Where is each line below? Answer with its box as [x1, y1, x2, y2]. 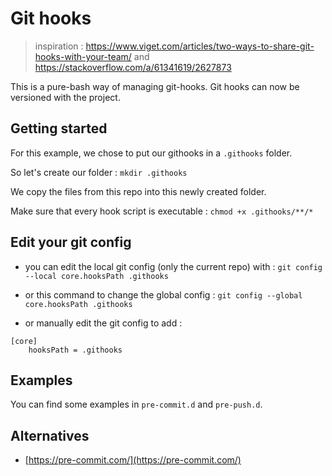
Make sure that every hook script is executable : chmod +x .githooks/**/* [10, 205, 314, 217]
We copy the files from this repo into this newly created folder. [10, 185, 267, 197]
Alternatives [10, 427, 90, 444]
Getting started [10, 120, 108, 137]
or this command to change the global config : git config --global [24, 288, 303, 301]
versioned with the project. [10, 91, 121, 103]
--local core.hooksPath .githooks [24, 271, 169, 281]
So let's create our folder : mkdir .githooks [10, 166, 188, 178]
